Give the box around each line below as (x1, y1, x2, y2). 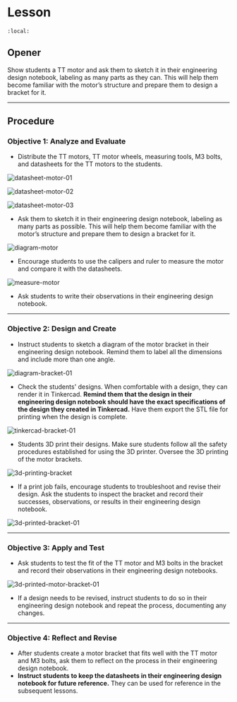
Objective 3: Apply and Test (7, 542, 104, 552)
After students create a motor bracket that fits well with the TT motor (17, 649, 218, 657)
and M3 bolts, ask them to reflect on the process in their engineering (17, 657, 217, 665)
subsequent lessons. (17, 686, 78, 695)
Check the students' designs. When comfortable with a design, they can (17, 382, 228, 391)
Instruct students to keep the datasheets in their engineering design (17, 672, 222, 680)
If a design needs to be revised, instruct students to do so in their (17, 594, 207, 602)
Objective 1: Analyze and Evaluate (7, 136, 126, 146)
